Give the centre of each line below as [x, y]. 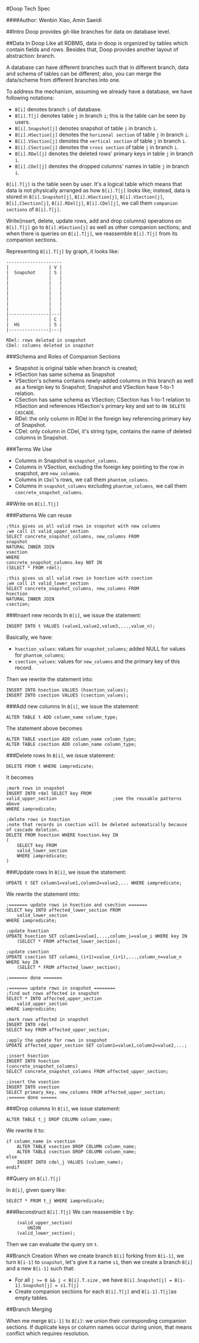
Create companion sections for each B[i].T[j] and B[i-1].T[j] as [96, 1291]
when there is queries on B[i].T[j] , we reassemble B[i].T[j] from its [92, 233]
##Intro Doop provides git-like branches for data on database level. [89, 32]
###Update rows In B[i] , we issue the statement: [66, 872]
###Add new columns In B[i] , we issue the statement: [73, 706]
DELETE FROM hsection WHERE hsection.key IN [62, 835]
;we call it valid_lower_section [48, 583]
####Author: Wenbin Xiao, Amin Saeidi [54, 20]
